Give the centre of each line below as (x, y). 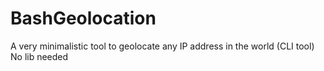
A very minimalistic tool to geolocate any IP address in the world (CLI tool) (162, 46)
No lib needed (39, 56)
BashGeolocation (83, 18)
